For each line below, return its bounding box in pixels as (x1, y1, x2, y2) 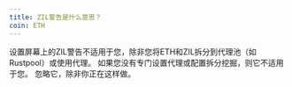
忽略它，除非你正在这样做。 (34, 68, 135, 79)
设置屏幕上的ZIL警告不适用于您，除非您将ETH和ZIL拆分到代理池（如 (9, 46, 257, 57)
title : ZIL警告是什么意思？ (9, 12, 102, 22)
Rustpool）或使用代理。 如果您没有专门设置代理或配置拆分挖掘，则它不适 (9, 57, 276, 68)
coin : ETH (9, 21, 46, 30)
